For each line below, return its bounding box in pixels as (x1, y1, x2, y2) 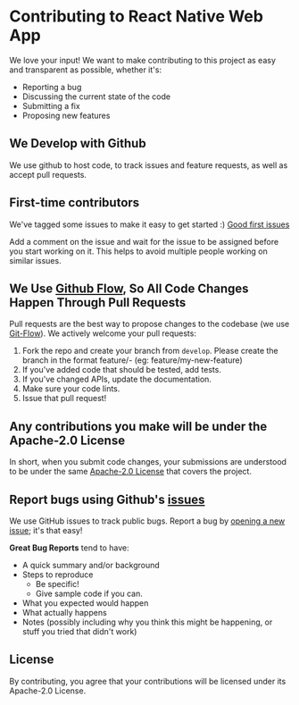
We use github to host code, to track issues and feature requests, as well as (9, 159, 288, 171)
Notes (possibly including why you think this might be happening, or (21, 617, 273, 627)
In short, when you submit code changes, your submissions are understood (9, 457, 287, 467)
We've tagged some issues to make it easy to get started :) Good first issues (9, 219, 290, 230)
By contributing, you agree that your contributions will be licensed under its (9, 676, 287, 686)
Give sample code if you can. (35, 588, 143, 599)
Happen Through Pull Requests (9, 295, 187, 310)
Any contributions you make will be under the (9, 418, 268, 434)
